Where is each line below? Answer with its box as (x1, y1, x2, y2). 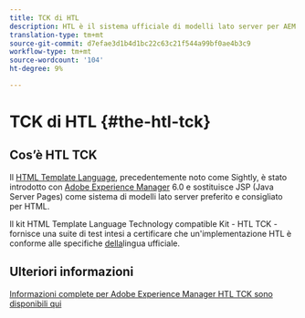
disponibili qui (9, 298, 62, 309)
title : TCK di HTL (9, 13, 79, 23)
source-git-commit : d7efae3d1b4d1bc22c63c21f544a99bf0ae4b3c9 (9, 38, 251, 48)
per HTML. (9, 200, 50, 211)
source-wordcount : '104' (9, 56, 104, 65)
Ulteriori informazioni (9, 264, 134, 280)
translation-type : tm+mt (9, 30, 104, 39)
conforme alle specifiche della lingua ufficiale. (9, 238, 181, 249)
